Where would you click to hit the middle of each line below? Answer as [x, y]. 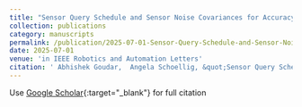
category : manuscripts [52, 34]
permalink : [30, 42]
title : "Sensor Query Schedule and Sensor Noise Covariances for [134, 17]
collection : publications [58, 26]
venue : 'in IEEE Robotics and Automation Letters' [106, 59]
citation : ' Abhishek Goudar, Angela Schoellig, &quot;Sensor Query [142, 68]
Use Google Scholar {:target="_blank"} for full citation [108, 92]
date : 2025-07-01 [42, 51]
